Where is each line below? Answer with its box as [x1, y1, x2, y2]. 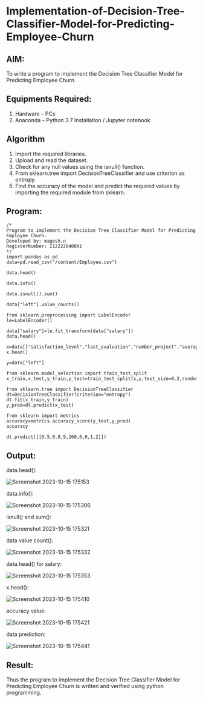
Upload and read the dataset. [14, 156, 88, 164]
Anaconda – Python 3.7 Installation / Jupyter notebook [14, 116, 150, 123]
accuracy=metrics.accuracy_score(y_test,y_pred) [6, 418, 131, 424]
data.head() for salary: [6, 560, 62, 568]
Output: [6, 450, 36, 461]
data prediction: [6, 631, 46, 638]
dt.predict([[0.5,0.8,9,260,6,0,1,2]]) [6, 434, 107, 440]
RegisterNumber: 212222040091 [6, 243, 83, 249]
